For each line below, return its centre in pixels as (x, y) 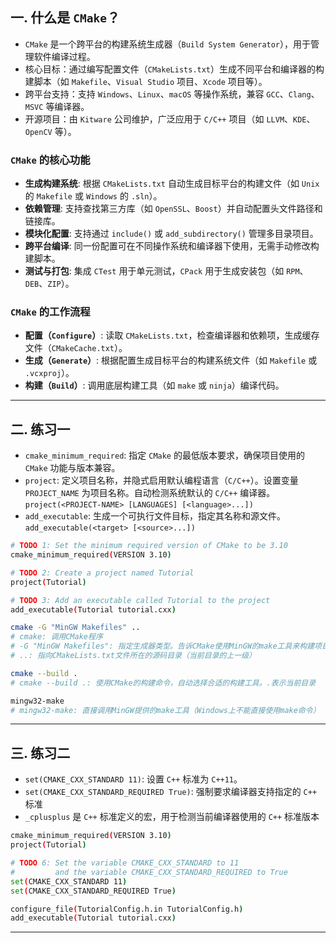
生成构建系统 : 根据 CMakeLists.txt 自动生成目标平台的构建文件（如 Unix (172, 184)
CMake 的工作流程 (50, 312)
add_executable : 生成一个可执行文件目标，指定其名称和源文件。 (155, 516)
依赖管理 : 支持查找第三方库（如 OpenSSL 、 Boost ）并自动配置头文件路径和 (173, 209)
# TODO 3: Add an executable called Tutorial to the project (140, 600)
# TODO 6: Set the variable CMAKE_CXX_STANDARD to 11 (125, 863)
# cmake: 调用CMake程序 (56, 637)
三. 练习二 (40, 753)
